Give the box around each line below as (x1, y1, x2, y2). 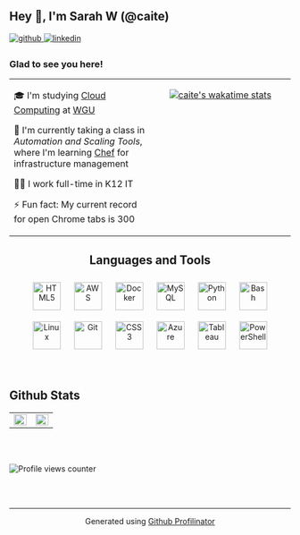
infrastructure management (13, 157, 129, 170)
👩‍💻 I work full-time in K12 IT (13, 178, 134, 191)
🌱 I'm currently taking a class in (13, 124, 146, 137)
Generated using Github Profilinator (84, 515, 216, 526)
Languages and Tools (88, 252, 212, 267)
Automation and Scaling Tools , (13, 135, 143, 148)
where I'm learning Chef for (13, 147, 129, 159)
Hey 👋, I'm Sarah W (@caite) (9, 9, 170, 24)
